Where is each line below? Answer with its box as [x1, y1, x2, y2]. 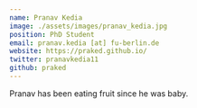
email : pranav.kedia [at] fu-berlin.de [9, 38, 160, 48]
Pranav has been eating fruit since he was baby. [9, 87, 189, 99]
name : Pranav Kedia [9, 13, 83, 22]
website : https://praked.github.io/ [9, 47, 147, 56]
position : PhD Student [9, 30, 95, 39]
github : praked [9, 64, 67, 73]
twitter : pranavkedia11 [9, 55, 99, 64]
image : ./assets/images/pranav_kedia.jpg [9, 22, 168, 31]
